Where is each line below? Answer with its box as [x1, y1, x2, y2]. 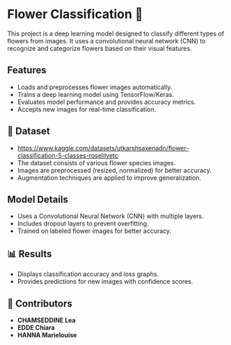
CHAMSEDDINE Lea [17, 316, 76, 324]
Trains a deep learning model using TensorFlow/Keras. [17, 90, 174, 98]
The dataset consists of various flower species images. [17, 158, 176, 167]
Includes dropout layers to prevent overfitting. [17, 220, 149, 228]
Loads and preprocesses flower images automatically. [17, 83, 173, 91]
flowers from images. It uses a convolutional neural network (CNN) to [7, 36, 206, 45]
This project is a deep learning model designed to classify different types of [7, 29, 225, 38]
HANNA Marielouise [17, 331, 77, 339]
